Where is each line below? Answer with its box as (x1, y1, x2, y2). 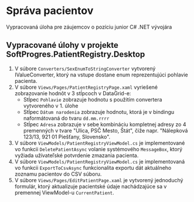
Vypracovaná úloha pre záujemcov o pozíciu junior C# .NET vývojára (6, 23, 172, 30)
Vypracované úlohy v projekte (6, 40, 119, 50)
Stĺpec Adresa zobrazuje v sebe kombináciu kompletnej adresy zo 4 (23, 121, 186, 128)
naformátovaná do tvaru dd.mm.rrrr (23, 114, 110, 121)
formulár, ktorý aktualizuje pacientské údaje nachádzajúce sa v (14, 183, 167, 190)
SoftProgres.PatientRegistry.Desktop (6, 50, 145, 60)
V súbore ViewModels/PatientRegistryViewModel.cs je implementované (14, 139, 185, 147)
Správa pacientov (6, 4, 94, 18)
